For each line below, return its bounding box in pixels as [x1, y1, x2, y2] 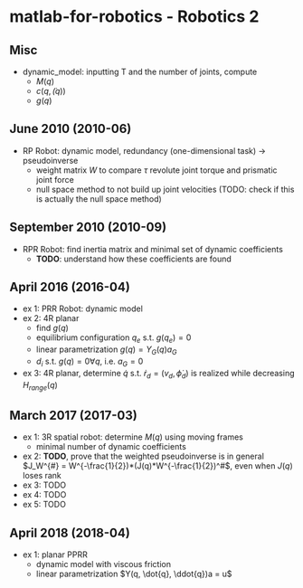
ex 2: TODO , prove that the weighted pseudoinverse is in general [22, 450, 265, 462]
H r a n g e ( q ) [22, 379, 59, 393]
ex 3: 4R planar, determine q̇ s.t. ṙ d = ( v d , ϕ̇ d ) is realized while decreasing [22, 367, 295, 381]
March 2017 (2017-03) [9, 407, 137, 422]
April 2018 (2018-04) [9, 525, 131, 540]
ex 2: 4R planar [22, 313, 80, 324]
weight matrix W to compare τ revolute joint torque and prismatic [35, 165, 278, 175]
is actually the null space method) [35, 193, 163, 204]
